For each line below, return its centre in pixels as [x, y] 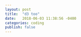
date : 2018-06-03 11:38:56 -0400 [41, 18]
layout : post [18, 9]
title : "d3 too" [22, 14]
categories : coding [25, 23]
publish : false [20, 27]
